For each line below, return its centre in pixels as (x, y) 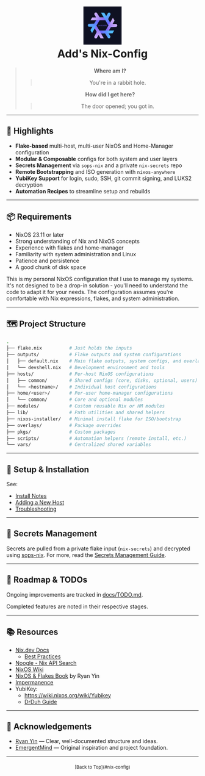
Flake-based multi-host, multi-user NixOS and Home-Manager (94, 146)
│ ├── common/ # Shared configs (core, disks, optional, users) (102, 380)
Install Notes (31, 496)
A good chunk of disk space (51, 267)
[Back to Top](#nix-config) (103, 767)
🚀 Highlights (30, 131)
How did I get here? (110, 94)
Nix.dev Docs (32, 650)
